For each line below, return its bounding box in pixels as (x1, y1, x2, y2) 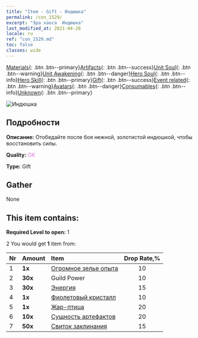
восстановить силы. (6, 140, 58, 147)
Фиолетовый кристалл (51, 293, 116, 302)
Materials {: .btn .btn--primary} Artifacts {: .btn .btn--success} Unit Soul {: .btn (6, 64, 191, 71)
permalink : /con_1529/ (6, 14, 62, 20)
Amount (21, 254, 46, 263)
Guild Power (51, 274, 85, 282)
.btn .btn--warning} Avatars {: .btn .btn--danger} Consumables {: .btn (6, 83, 171, 90)
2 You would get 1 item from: (6, 240, 76, 247)
